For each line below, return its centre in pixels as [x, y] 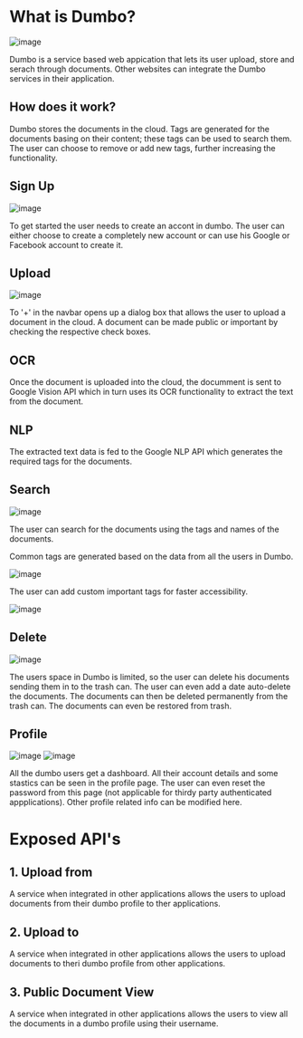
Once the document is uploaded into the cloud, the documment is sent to [146, 382]
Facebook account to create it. [66, 245]
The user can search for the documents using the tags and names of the [144, 529]
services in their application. [62, 78]
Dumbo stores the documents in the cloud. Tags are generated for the [139, 129]
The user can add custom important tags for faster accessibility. [129, 591]
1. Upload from [51, 873]
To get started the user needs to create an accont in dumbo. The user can [147, 226]
